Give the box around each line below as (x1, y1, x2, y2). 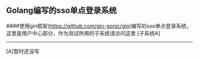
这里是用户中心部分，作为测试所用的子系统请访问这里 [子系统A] (6, 29, 161, 36)
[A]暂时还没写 (6, 48, 40, 55)
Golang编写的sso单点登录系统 (6, 5, 117, 16)
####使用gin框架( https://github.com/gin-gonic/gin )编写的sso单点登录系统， (6, 22, 192, 29)
